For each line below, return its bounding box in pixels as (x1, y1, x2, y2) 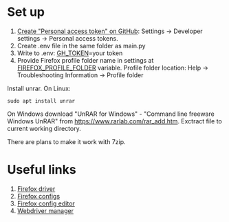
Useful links (7, 162, 77, 178)
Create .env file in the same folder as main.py (17, 41, 146, 50)
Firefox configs (17, 192, 61, 200)
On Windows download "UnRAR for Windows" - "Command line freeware (7, 110, 215, 118)
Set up (7, 4, 45, 20)
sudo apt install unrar (7, 97, 76, 104)
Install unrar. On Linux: (7, 84, 71, 92)
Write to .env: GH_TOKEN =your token (17, 49, 123, 57)
